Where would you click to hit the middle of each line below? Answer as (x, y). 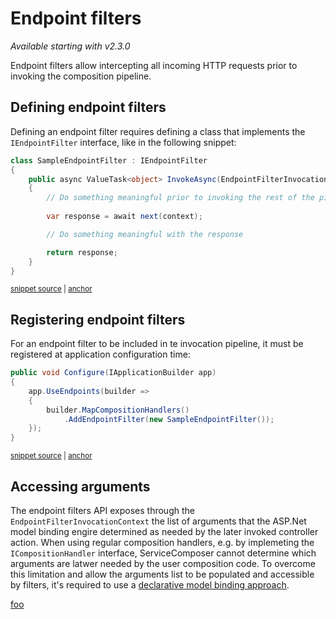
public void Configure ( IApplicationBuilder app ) (113, 373)
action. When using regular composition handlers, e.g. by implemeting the (162, 542)
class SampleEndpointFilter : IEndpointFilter (109, 160)
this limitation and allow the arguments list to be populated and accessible (162, 574)
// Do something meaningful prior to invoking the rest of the (180, 198)
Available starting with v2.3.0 (70, 46)
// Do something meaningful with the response (145, 234)
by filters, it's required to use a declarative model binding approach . (150, 585)
